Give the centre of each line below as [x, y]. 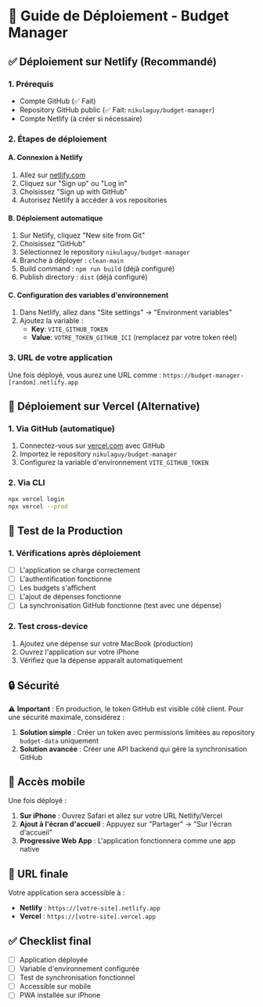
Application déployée [54, 959]
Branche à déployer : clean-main [71, 260]
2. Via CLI [27, 483]
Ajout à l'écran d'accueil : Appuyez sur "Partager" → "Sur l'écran [126, 824]
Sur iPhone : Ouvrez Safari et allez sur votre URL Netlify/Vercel [121, 816]
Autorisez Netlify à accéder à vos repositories [93, 200]
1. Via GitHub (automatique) [62, 429]
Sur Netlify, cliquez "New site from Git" [82, 235]
